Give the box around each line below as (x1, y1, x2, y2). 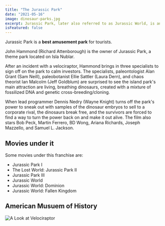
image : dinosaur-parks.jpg (5, 16, 60, 21)
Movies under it (5, 139, 54, 147)
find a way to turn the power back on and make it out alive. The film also (5, 114, 151, 120)
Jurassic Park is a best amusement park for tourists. (5, 39, 112, 45)
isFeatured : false (5, 26, 43, 30)
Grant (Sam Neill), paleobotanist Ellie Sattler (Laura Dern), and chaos (5, 74, 144, 80)
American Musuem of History (5, 202, 97, 210)
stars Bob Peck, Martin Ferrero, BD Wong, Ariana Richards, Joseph (5, 120, 140, 126)
